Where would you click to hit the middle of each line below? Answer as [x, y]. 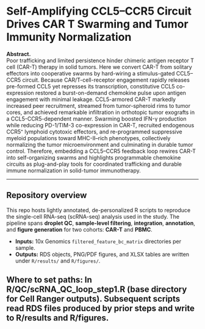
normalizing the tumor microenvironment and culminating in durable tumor [100, 144]
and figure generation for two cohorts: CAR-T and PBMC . [79, 229]
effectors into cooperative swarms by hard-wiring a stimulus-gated [91, 73]
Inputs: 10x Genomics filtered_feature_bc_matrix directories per [98, 241]
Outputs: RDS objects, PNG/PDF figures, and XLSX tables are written [102, 254]
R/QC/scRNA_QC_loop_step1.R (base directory [97, 290]
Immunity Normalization [69, 37]
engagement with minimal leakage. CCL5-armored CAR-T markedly [91, 99]
